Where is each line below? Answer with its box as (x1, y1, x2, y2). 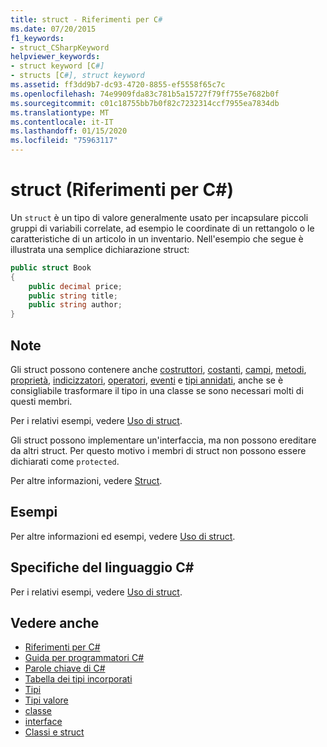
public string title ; (28, 291, 118, 301)
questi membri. (10, 396, 73, 407)
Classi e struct (24, 726, 85, 738)
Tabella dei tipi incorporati (24, 673, 133, 685)
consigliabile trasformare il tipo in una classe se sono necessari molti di (10, 385, 304, 396)
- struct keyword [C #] (10, 61, 105, 71)
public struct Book (10, 262, 92, 273)
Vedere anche (10, 615, 100, 632)
